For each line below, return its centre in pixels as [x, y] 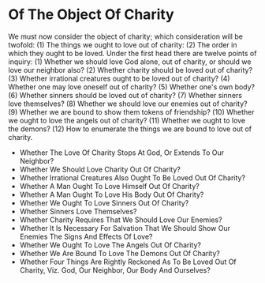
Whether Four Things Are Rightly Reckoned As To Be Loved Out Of [128, 262]
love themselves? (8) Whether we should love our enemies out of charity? [128, 104]
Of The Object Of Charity [91, 15]
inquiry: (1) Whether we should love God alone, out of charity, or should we [130, 62]
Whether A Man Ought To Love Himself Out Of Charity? [109, 186]
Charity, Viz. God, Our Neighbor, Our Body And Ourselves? [115, 270]
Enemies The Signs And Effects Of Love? [86, 236]
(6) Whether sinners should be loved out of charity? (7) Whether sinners [125, 95]
